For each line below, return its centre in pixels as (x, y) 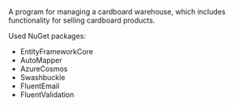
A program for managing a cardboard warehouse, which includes (117, 12)
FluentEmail (40, 86)
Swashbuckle (43, 77)
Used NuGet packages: (47, 36)
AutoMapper (41, 60)
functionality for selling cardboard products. (82, 20)
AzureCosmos (44, 69)
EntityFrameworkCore (56, 51)
